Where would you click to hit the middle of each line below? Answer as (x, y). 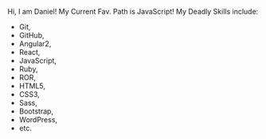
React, (29, 52)
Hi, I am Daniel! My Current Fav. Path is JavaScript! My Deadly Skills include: (133, 12)
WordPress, (38, 120)
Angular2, (35, 44)
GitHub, (31, 35)
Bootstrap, (36, 111)
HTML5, (32, 86)
